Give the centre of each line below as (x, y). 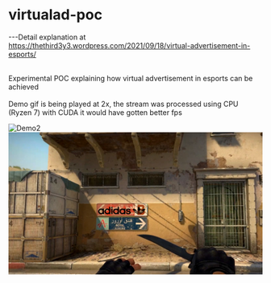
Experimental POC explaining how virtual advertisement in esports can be (131, 78)
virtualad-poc (56, 15)
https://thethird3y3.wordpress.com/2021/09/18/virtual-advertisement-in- (129, 45)
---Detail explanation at (47, 37)
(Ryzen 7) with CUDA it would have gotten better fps (96, 112)
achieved (23, 87)
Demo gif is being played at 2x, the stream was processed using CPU (124, 104)
